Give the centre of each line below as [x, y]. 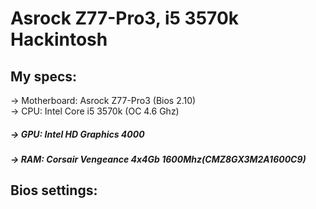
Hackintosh [59, 39]
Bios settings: [54, 190]
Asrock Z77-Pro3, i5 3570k [125, 18]
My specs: [44, 76]
